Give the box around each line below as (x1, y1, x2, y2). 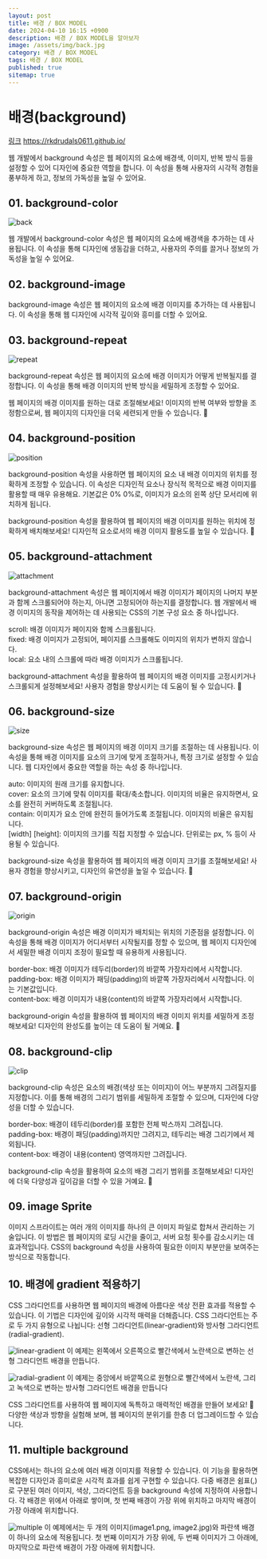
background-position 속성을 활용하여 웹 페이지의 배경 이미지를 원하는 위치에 (8, 516, 247, 525)
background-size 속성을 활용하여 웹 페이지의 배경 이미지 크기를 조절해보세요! (8, 856, 249, 866)
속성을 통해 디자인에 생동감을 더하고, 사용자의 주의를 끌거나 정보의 (46, 244, 251, 254)
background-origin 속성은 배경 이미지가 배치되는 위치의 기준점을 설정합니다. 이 (8, 928, 255, 937)
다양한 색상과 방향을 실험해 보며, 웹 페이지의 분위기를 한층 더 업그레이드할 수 (8, 1410, 245, 1419)
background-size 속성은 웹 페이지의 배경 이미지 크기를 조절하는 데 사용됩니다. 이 (8, 742, 260, 752)
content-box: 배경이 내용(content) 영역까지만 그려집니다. (8, 1149, 187, 1159)
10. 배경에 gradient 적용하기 (8, 1278, 141, 1292)
